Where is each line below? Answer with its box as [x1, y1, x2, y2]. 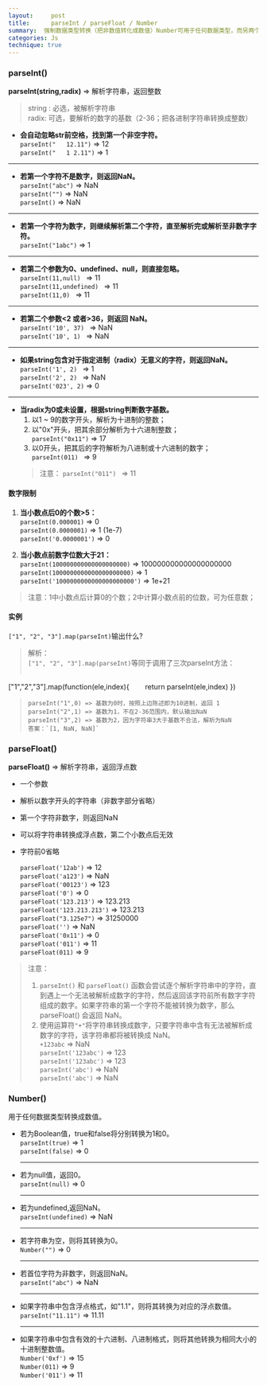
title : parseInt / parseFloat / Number [8, 19, 158, 27]
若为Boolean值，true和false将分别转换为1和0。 [19, 1129, 174, 1138]
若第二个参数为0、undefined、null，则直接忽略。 [19, 264, 184, 274]
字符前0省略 [19, 847, 60, 857]
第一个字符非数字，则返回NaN [19, 813, 118, 822]
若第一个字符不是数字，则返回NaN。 [19, 172, 140, 182]
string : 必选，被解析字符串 [27, 103, 116, 113]
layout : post [8, 11, 66, 20]
